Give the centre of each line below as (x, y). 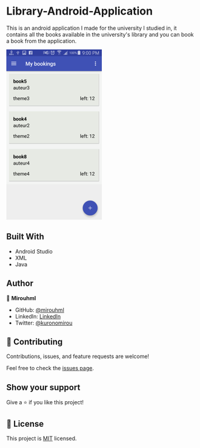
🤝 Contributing (35, 342)
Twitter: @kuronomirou (44, 323)
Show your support (43, 387)
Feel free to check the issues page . (50, 368)
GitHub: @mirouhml (40, 310)
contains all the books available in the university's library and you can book (100, 34)
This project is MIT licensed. (42, 438)
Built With (25, 237)
